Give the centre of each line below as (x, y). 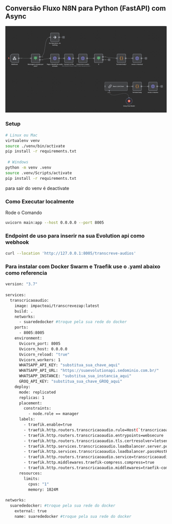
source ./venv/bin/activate (35, 146)
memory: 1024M (43, 489)
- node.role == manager (53, 414)
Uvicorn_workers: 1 (39, 360)
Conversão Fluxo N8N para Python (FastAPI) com (86, 8)
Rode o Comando (24, 213)
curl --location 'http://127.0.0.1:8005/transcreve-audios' (71, 254)
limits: (32, 478)
